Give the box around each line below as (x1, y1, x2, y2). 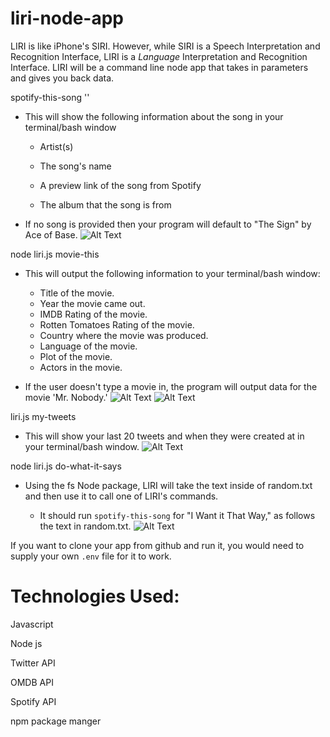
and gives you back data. (10, 72, 115, 84)
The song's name (39, 160, 112, 172)
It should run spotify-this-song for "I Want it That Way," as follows (39, 509, 316, 521)
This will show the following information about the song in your (24, 110, 284, 122)
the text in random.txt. (39, 520, 132, 532)
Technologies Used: (10, 585, 180, 608)
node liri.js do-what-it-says (10, 460, 122, 472)
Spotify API (10, 695, 57, 707)
